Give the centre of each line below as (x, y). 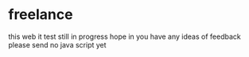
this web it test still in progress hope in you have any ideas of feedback (124, 36)
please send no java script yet (57, 44)
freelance (41, 15)
